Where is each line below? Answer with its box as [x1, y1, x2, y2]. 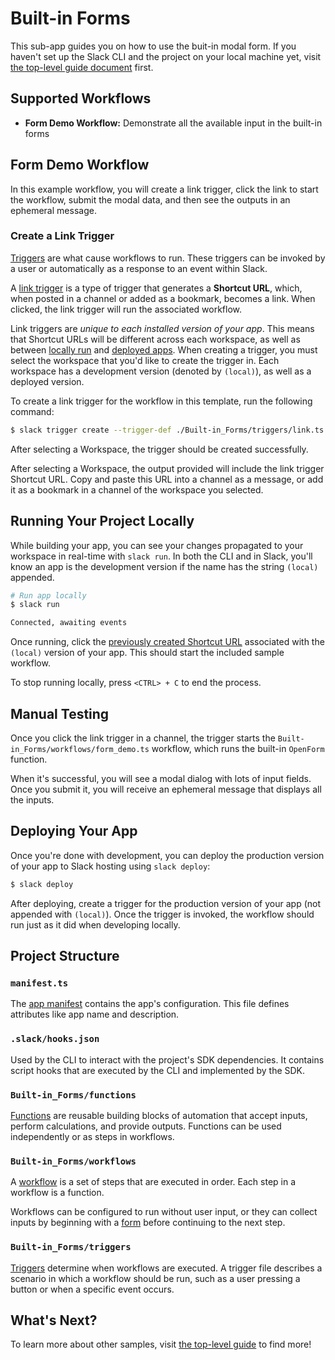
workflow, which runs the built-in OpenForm [151, 742, 325, 754]
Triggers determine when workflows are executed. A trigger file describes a [10, 1262, 323, 1274]
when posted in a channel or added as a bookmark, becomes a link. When [10, 292, 316, 304]
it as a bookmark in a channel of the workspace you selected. [10, 483, 264, 496]
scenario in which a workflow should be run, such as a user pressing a [10, 1272, 301, 1284]
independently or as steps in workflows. [10, 1130, 175, 1142]
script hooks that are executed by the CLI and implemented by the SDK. [10, 1064, 306, 1076]
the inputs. [10, 793, 55, 806]
